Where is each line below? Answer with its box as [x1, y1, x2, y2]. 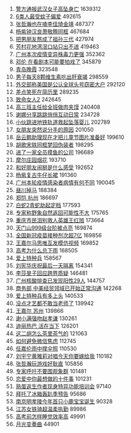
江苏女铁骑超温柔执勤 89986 [15, 405, 87, 412]
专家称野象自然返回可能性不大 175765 [15, 209, 109, 216]
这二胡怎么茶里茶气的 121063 [15, 330, 88, 337]
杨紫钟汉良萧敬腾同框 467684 [15, 28, 90, 35]
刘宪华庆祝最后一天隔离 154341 [15, 262, 93, 269]
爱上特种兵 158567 [15, 254, 62, 261]
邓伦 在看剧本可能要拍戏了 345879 [15, 58, 102, 65]
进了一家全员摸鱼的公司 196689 [15, 149, 94, 156]
